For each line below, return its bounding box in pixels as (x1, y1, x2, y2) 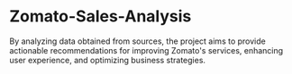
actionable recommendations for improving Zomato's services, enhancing (9, 45, 284, 55)
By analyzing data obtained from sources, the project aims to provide (9, 36, 266, 46)
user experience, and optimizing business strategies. (9, 54, 205, 65)
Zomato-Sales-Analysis (9, 6, 192, 27)
